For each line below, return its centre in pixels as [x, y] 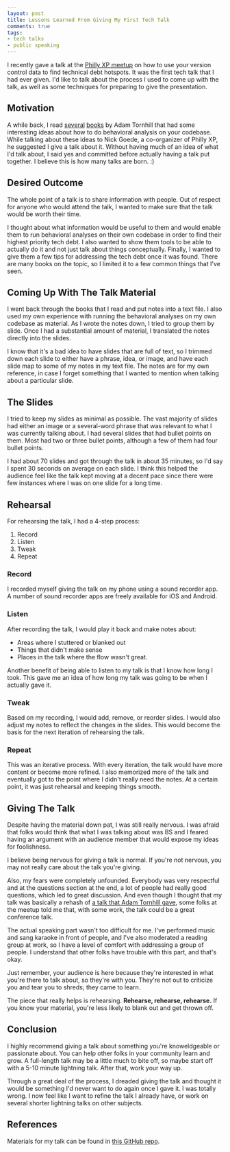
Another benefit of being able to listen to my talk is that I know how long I [110, 670]
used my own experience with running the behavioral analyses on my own [112, 316]
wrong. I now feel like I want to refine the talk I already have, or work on [108, 1096]
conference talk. [30, 917]
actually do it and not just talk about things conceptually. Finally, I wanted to [114, 249]
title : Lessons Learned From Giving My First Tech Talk [88, 20]
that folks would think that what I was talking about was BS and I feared [108, 832]
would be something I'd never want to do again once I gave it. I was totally [112, 1088]
